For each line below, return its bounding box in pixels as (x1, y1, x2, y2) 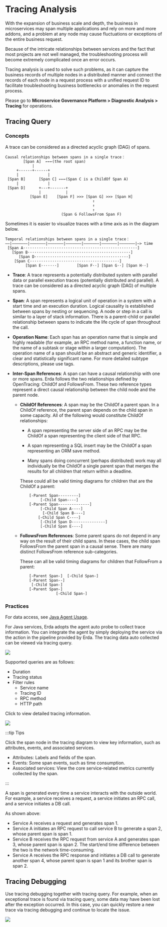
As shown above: (5, 810, 41, 816)
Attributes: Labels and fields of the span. (12, 754, 96, 760)
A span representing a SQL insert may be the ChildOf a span (27, 442, 152, 448)
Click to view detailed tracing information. (5, 710, 91, 716)
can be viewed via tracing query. (5, 639, 72, 645)
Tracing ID (19, 690, 41, 696)
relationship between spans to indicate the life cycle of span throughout (12, 319, 160, 325)
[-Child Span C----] (37, 515, 81, 520)
